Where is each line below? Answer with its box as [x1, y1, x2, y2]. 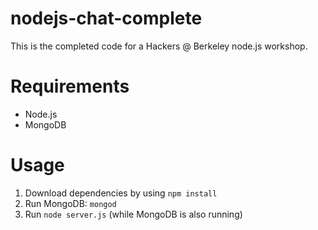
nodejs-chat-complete [10, 7, 203, 30]
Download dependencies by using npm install [24, 187, 218, 199]
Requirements [10, 75, 130, 98]
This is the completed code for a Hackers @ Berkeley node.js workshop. [10, 40, 308, 52]
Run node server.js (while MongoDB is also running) [24, 208, 243, 220]
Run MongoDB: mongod [24, 197, 117, 209]
